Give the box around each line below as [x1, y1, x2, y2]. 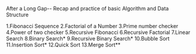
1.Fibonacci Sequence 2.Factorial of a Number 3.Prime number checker [6, 23, 178, 29]
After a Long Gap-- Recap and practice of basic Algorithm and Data [6, 5, 169, 12]
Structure [6, 11, 29, 18]
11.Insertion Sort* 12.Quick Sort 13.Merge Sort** [6, 41, 121, 48]
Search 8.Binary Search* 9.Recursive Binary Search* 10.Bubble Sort [6, 35, 170, 42]
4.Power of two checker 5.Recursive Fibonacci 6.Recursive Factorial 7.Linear [6, 29, 191, 36]
